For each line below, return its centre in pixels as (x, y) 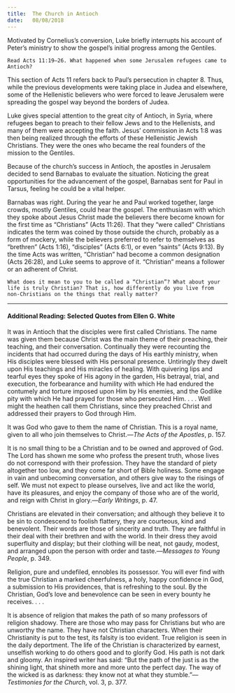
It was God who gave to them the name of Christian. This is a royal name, (113, 427)
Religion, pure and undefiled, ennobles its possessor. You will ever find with (116, 572)
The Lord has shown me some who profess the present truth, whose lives (113, 455)
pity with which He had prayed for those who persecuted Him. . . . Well (109, 398)
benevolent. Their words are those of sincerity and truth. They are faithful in (116, 528)
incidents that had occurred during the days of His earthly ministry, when (113, 353)
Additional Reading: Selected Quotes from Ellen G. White (91, 316)
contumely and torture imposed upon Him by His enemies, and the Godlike (115, 391)
